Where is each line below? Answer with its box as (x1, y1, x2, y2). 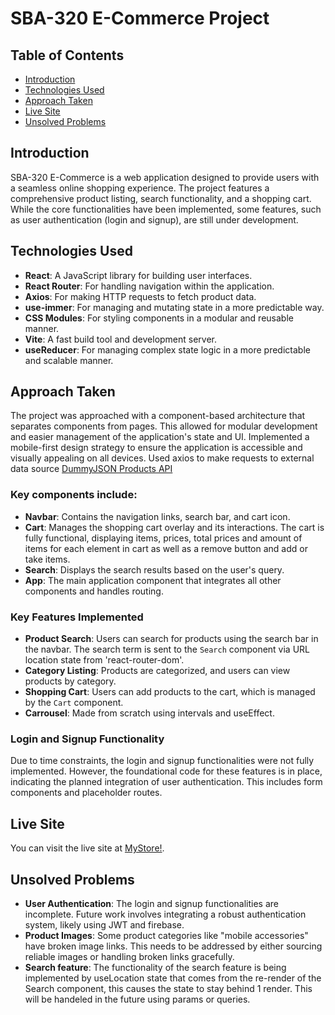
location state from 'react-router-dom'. (24, 654, 185, 666)
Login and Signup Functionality (10, 732, 165, 746)
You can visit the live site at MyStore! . (10, 842, 165, 854)
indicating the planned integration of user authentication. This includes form (10, 776, 323, 788)
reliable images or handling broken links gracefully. (24, 950, 235, 962)
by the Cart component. (24, 697, 124, 709)
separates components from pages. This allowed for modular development (10, 420, 318, 432)
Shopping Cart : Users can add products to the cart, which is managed (24, 686, 316, 698)
